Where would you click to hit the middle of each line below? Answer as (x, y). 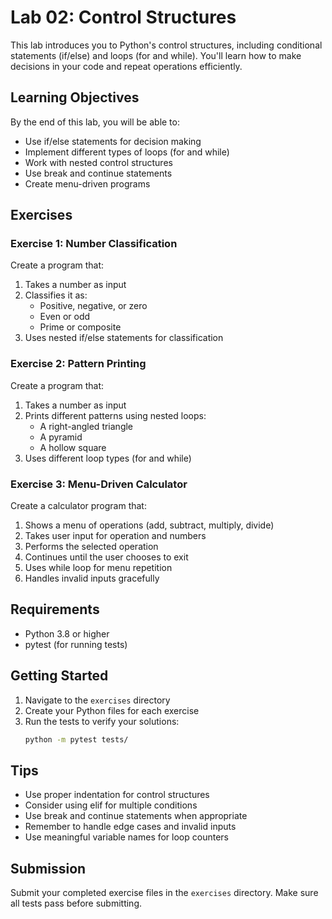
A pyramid (61, 437)
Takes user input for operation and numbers (115, 536)
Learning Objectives (75, 97)
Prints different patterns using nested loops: (115, 415)
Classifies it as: (56, 295)
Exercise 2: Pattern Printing (78, 364)
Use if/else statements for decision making (113, 141)
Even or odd (65, 317)
